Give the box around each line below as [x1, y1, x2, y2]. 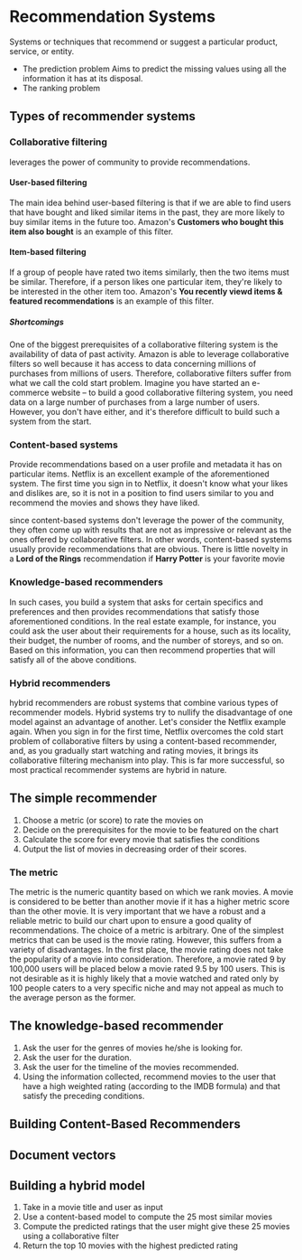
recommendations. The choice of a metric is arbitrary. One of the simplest [9, 925, 284, 936]
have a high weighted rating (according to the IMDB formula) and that [22, 1080, 281, 1091]
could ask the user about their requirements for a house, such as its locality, [9, 625, 291, 636]
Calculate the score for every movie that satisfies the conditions [22, 833, 260, 844]
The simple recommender [9, 791, 158, 806]
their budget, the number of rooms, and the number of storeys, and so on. [9, 635, 284, 645]
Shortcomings [9, 316, 65, 327]
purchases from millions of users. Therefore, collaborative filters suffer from [9, 368, 292, 379]
